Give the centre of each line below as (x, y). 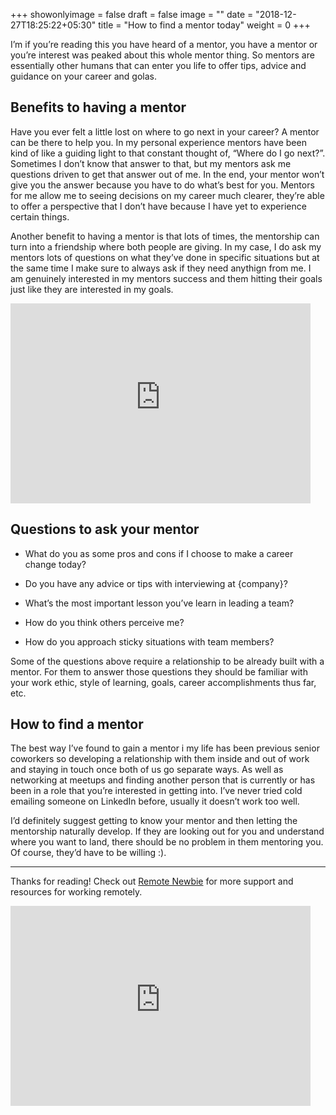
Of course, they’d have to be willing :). (88, 853)
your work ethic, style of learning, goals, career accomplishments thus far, (163, 682)
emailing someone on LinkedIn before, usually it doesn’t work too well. (155, 801)
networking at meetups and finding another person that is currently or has (163, 780)
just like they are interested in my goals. (92, 289)
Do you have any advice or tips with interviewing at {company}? (156, 583)
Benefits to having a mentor (98, 107)
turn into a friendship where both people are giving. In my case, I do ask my (166, 246)
